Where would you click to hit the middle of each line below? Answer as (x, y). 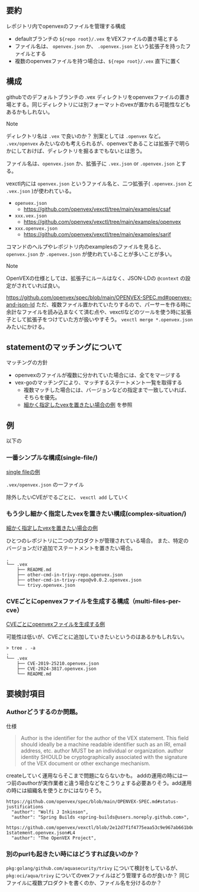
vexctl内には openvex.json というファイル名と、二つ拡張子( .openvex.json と (99, 184)
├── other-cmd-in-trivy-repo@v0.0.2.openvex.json (79, 580)
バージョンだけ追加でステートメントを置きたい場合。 (71, 548)
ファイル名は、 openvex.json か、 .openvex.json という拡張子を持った (100, 46)
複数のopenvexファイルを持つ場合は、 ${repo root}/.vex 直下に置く (98, 61)
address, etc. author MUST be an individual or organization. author (102, 751)
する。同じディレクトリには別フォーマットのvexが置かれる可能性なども (103, 104)
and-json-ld (20, 304)
